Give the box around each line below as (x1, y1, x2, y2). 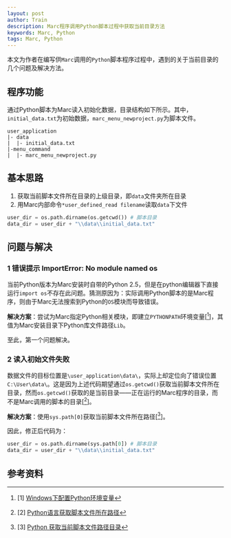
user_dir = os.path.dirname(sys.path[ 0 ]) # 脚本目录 (7, 440, 157, 447)
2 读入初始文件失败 (7, 355, 70, 364)
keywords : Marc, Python (7, 29, 76, 36)
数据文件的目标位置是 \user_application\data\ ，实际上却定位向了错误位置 (7, 372, 217, 380)
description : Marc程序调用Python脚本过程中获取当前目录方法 (7, 23, 165, 30)
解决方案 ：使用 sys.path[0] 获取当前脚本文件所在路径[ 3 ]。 (7, 411, 170, 421)
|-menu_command (7, 146, 51, 153)
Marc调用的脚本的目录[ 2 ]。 (19, 396, 96, 405)
